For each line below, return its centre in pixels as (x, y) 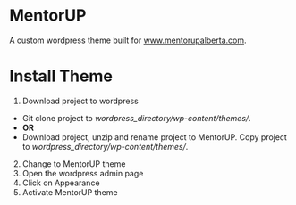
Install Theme (61, 76)
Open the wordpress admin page (83, 173)
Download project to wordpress (80, 101)
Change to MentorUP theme (74, 164)
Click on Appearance (61, 183)
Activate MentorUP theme (70, 192)
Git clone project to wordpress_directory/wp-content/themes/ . (137, 118)
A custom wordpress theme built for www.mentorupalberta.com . (128, 40)
